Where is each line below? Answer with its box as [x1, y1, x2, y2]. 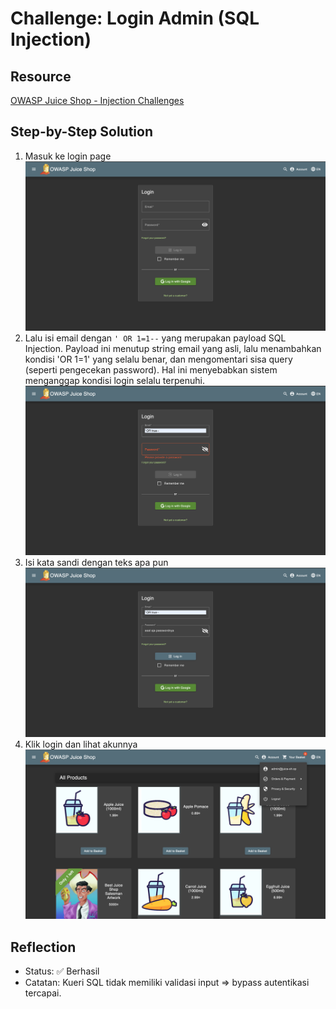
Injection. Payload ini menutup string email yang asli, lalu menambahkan [24, 342, 322, 354]
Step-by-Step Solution [10, 123, 153, 141]
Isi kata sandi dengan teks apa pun [24, 557, 169, 569]
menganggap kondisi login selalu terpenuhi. [24, 374, 205, 386]
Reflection [10, 938, 77, 956]
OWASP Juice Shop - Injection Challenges [10, 95, 185, 106]
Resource [10, 68, 72, 85]
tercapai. [24, 987, 62, 999]
